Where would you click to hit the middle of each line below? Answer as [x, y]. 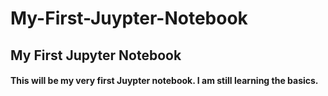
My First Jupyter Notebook [96, 55]
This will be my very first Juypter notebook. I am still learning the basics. [164, 81]
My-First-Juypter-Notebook [129, 18]
